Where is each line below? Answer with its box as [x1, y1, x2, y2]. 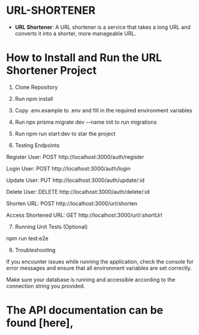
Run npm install [14, 95, 53, 102]
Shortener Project [6, 64, 97, 77]
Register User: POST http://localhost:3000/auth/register [6, 153, 144, 160]
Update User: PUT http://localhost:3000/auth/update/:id [6, 177, 145, 184]
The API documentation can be [6, 304, 164, 317]
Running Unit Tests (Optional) [14, 223, 88, 230]
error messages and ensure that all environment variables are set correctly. [6, 264, 192, 271]
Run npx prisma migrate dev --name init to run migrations [14, 118, 157, 125]
